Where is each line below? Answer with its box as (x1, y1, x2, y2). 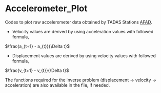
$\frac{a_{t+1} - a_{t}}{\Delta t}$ (5, 43, 70, 49)
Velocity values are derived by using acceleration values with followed (12, 28, 154, 34)
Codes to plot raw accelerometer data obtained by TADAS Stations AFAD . (5, 19, 152, 25)
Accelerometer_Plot (5, 3, 88, 14)
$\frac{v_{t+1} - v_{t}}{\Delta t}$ (5, 67, 69, 73)
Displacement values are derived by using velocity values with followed (12, 52, 156, 59)
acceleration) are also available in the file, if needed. (5, 82, 110, 88)
